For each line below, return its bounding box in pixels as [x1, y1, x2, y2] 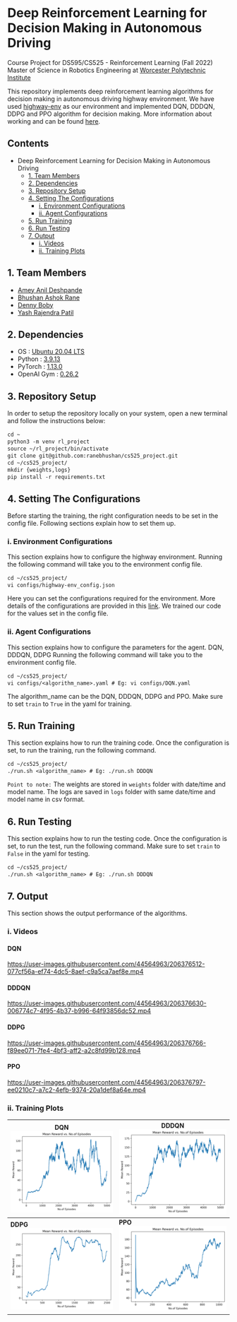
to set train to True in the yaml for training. [7, 700, 132, 708]
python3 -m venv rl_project [7, 438, 90, 446]
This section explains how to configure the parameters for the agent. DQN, [7, 643, 224, 651]
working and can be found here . [7, 117, 101, 125]
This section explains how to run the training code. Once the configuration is [7, 738, 230, 747]
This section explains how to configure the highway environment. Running [7, 553, 223, 561]
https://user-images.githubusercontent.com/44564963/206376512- [7, 960, 205, 969]
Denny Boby [17, 300, 54, 309]
